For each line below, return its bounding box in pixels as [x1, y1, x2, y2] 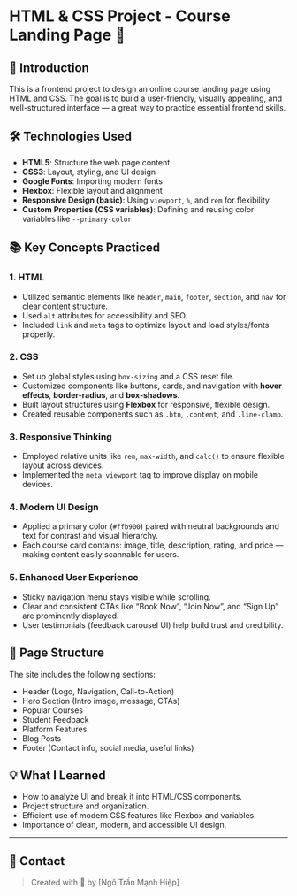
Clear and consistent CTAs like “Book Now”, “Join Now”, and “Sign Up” [21, 601, 279, 611]
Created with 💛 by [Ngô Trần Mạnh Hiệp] [30, 877, 179, 888]
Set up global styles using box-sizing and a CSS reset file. [21, 371, 234, 381]
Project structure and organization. [21, 800, 149, 811]
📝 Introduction [9, 60, 90, 75]
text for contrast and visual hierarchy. [21, 531, 159, 541]
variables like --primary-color [21, 213, 133, 224]
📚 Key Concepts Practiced [9, 241, 161, 256]
